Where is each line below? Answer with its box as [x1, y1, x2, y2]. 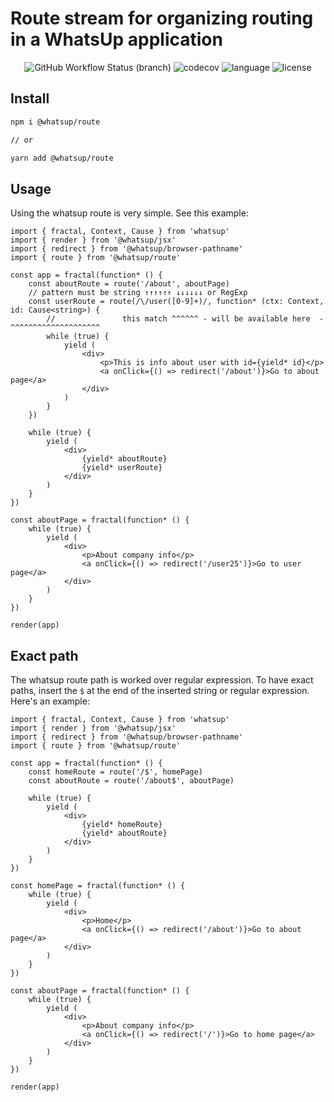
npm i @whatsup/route [10, 117, 101, 127]
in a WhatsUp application [10, 28, 223, 51]
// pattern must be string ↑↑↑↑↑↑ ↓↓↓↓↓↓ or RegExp [28, 288, 248, 298]
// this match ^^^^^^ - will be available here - [46, 314, 325, 324]
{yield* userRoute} [81, 463, 163, 473]
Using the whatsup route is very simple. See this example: [10, 207, 249, 219]
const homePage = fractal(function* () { [10, 881, 186, 891]
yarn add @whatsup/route [10, 153, 114, 163]
